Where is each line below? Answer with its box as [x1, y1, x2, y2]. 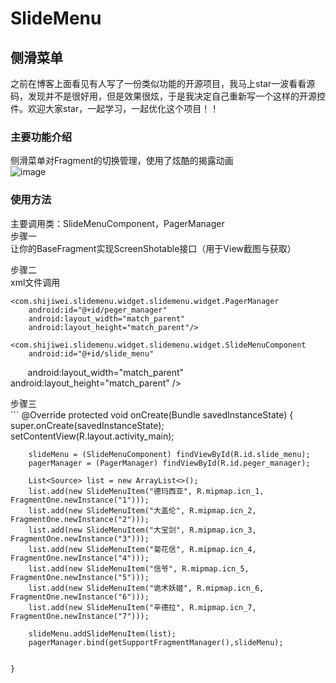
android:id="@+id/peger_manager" [28, 305, 168, 315]
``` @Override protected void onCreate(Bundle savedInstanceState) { [10, 408, 294, 421]
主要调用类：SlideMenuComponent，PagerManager [10, 217, 225, 229]
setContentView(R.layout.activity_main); [10, 430, 175, 442]
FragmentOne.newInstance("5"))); [10, 572, 150, 582]
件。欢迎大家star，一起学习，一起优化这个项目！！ [10, 103, 220, 114]
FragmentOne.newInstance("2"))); [10, 514, 150, 524]
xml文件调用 [10, 276, 61, 288]
